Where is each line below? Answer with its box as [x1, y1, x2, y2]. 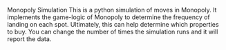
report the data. [7, 35, 52, 43]
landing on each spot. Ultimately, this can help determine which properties [7, 21, 219, 28]
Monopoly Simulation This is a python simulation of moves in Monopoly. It [7, 6, 217, 14]
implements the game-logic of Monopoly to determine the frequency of [7, 13, 211, 21]
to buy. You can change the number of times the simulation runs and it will [7, 27, 218, 36]
